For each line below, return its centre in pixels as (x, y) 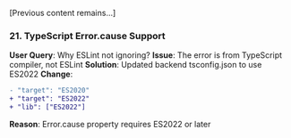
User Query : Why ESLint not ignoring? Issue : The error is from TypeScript (146, 55)
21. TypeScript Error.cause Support (87, 36)
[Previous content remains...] (63, 13)
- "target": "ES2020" (50, 91)
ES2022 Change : (41, 74)
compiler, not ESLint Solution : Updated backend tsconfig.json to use (136, 65)
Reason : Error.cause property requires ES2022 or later (110, 124)
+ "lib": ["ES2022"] (48, 107)
